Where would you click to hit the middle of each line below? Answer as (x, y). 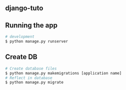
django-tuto (24, 8)
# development (20, 37)
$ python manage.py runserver (37, 41)
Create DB (21, 57)
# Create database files (31, 68)
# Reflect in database (29, 78)
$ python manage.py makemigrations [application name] (63, 73)
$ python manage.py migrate (34, 82)
